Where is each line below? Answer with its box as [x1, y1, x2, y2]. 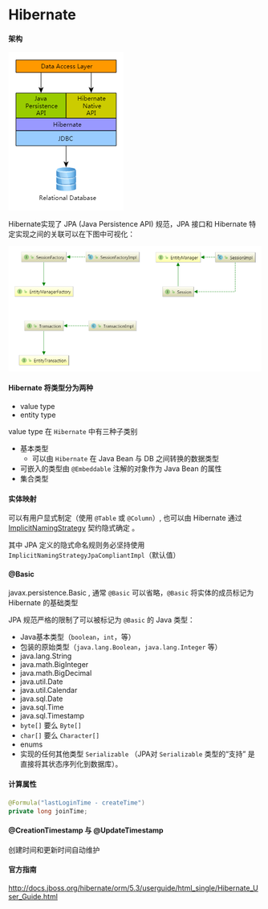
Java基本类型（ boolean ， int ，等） [19, 633, 136, 642]
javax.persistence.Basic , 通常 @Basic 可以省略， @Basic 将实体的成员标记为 [8, 588, 254, 598]
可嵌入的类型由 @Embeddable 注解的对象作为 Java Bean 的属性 [19, 464, 222, 473]
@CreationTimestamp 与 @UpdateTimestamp [8, 825, 164, 835]
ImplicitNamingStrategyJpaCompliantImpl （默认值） [8, 551, 181, 560]
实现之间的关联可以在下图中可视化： [14, 229, 135, 239]
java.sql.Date [19, 694, 63, 704]
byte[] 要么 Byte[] [19, 721, 82, 731]
